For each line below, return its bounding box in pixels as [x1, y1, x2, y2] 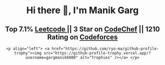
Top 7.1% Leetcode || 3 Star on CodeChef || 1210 [5, 25, 160, 34]
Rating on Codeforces [47, 32, 118, 41]
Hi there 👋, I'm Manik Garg [26, 5, 139, 16]
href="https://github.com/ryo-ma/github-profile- [51, 46, 159, 51]
